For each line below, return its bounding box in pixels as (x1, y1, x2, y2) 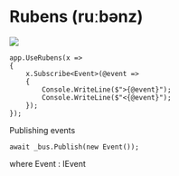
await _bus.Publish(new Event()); (9, 142, 140, 152)
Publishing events (9, 124, 76, 135)
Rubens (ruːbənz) (9, 6, 144, 27)
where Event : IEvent (9, 158, 86, 169)
